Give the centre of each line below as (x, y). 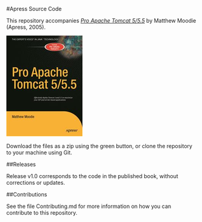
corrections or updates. (36, 183)
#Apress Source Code (34, 9)
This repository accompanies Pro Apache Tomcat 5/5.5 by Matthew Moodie (101, 20)
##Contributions (27, 194)
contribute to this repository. (42, 213)
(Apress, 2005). (26, 27)
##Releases (21, 164)
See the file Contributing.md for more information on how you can (89, 206)
